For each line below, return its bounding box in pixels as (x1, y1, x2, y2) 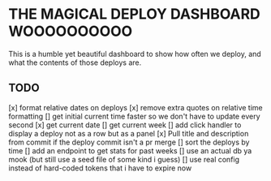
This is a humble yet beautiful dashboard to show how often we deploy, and (8, 49, 261, 58)
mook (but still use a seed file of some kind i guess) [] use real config (8, 154, 240, 164)
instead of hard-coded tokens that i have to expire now (8, 163, 192, 173)
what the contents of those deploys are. (8, 58, 142, 67)
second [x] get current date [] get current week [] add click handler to (8, 119, 242, 130)
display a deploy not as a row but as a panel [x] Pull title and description (8, 128, 249, 138)
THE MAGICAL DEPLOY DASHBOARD (8, 5, 261, 24)
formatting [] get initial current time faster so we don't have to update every (8, 111, 261, 121)
